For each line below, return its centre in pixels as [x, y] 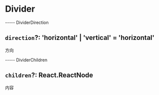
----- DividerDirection [27, 22]
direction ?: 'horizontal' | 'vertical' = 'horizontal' [80, 38]
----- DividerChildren [26, 60]
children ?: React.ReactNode [49, 75]
